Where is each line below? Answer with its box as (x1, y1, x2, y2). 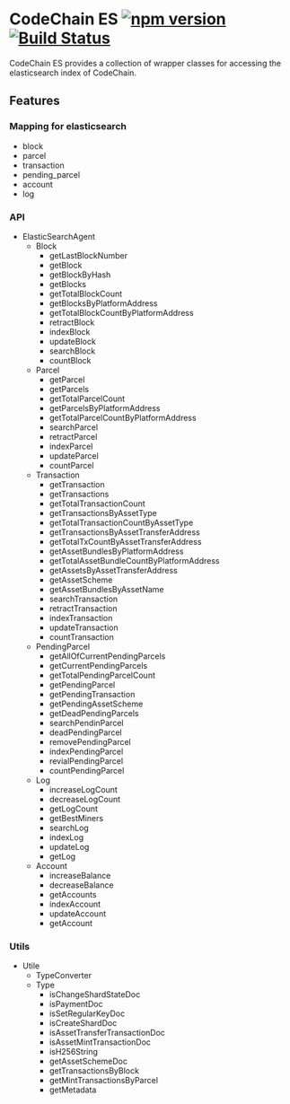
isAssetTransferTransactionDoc (48, 1028, 166, 1038)
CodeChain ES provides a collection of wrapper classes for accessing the (9, 57, 281, 68)
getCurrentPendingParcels (48, 660, 148, 670)
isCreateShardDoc (48, 1018, 118, 1029)
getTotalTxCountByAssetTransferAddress (48, 536, 202, 547)
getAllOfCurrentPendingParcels (48, 651, 166, 662)
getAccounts (48, 889, 97, 899)
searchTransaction (48, 593, 119, 604)
